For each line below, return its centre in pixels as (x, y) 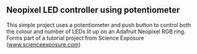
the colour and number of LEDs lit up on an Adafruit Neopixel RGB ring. (96, 31)
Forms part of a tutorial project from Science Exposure (75, 38)
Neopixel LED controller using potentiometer (93, 10)
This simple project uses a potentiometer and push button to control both (99, 25)
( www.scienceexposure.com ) (44, 44)
